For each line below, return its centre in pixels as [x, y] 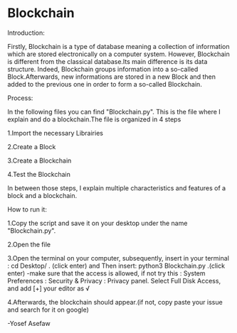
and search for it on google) [48, 310]
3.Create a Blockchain [39, 160]
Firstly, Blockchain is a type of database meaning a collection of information [118, 46]
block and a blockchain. [42, 195]
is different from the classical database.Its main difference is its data [107, 61]
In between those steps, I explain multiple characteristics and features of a [117, 188]
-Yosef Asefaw [29, 323]
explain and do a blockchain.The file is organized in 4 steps [94, 119]
